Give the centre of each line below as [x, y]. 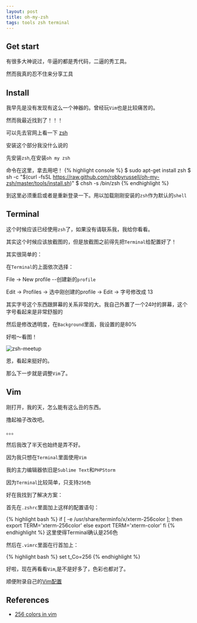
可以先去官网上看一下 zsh [37, 133]
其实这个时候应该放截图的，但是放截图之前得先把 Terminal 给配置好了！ [91, 242]
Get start [23, 46]
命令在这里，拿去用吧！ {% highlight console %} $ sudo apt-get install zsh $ [98, 170]
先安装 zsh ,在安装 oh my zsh [38, 158]
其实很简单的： [24, 254]
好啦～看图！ [21, 337]
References [28, 600]
